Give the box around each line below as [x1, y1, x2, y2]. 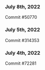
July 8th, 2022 [5, 3, 40, 10]
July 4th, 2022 [5, 49, 41, 56]
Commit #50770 [5, 14, 37, 20]
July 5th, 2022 [5, 27, 40, 33]
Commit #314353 [5, 37, 40, 43]
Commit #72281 [5, 60, 37, 66]
